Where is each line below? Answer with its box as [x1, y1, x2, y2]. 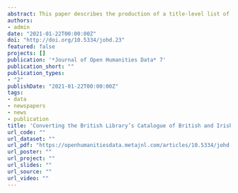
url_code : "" [7, 129, 46, 136]
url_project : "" [7, 155, 55, 163]
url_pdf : [7, 142, 33, 149]
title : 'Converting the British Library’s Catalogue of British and [7, 122, 214, 129]
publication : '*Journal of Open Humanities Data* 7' [7, 57, 166, 64]
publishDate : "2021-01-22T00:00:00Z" [7, 83, 119, 90]
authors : [7, 17, 33, 24]
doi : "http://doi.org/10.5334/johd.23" [7, 37, 125, 44]
